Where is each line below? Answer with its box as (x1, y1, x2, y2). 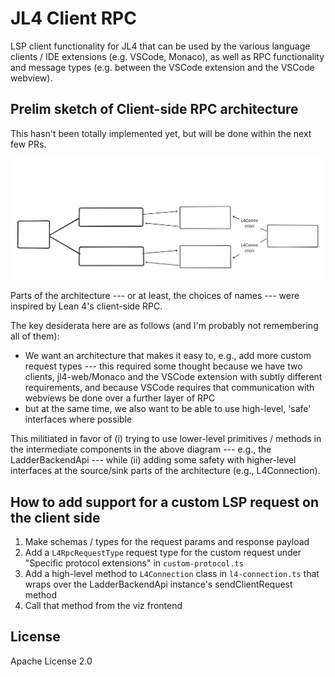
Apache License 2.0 (10, 655, 93, 667)
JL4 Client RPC (10, 7, 137, 30)
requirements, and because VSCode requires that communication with (24, 382, 315, 394)
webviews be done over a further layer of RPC (24, 392, 216, 404)
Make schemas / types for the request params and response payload (24, 535, 310, 547)
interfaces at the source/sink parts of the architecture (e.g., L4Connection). (10, 465, 321, 477)
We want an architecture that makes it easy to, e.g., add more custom (24, 350, 312, 362)
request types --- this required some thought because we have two (24, 360, 303, 372)
